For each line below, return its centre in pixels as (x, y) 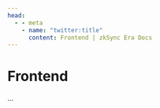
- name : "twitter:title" (62, 30)
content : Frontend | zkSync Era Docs (90, 37)
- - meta (29, 23)
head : (16, 15)
